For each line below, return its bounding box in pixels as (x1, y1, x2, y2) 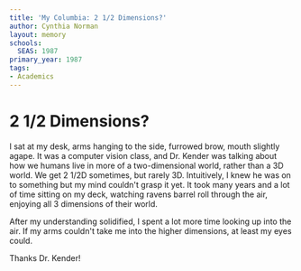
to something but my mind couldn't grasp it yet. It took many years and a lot (9, 179, 290, 190)
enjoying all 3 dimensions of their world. (9, 198, 158, 209)
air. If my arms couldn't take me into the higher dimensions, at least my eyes (9, 225, 292, 236)
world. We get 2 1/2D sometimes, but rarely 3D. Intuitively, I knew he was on (9, 169, 291, 181)
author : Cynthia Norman (9, 22, 99, 31)
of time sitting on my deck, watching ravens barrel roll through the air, (9, 189, 269, 200)
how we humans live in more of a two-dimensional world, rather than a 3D (9, 160, 284, 171)
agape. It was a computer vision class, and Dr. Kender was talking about (9, 150, 278, 161)
